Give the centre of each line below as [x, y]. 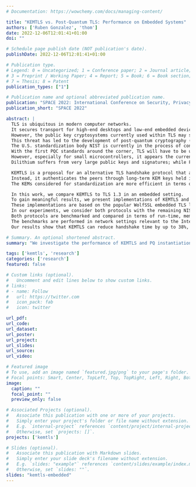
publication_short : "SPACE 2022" [47, 108]
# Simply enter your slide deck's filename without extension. [87, 459]
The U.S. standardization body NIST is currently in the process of [96, 146]
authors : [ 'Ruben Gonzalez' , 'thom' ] [52, 28]
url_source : [20, 351]
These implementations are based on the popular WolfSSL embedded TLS [99, 205]
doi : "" [15, 39]
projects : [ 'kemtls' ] [32, 437]
